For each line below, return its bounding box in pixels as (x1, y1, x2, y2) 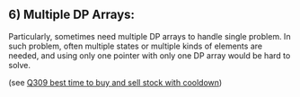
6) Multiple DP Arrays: (8, 7, 136, 22)
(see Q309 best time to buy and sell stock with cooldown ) (8, 76, 223, 88)
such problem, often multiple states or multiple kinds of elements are (8, 40, 262, 51)
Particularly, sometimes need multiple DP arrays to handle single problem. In (8, 31, 291, 41)
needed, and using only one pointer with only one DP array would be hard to (8, 49, 291, 61)
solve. (8, 59, 31, 70)
